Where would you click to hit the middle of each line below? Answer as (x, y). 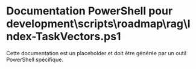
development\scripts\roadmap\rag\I (99, 24)
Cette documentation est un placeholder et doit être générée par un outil (96, 53)
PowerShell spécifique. (35, 59)
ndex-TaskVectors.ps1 (64, 37)
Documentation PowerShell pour (90, 11)
